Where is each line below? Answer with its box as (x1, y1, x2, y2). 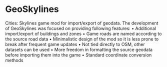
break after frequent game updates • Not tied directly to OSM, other (5, 41, 145, 47)
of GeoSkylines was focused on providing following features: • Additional (5, 25, 156, 31)
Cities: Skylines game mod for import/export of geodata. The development (5, 20, 158, 26)
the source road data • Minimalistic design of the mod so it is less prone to (5, 36, 159, 42)
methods (5, 57, 23, 63)
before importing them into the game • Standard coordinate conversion (5, 51, 152, 58)
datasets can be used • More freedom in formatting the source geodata (5, 46, 153, 52)
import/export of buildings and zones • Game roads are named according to (5, 30, 162, 36)
